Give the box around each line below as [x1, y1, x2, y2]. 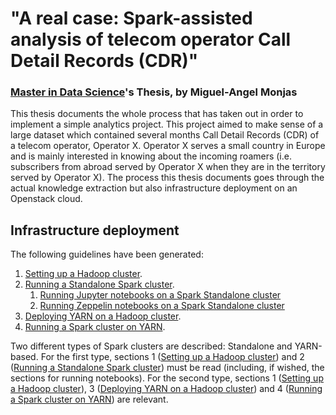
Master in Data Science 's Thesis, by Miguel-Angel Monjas [10, 85, 298, 99]
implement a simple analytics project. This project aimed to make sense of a [10, 118, 324, 131]
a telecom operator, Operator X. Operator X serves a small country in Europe [10, 140, 326, 152]
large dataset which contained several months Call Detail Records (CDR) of [10, 129, 320, 141]
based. [10, 351, 39, 363]
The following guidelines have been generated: [10, 248, 204, 261]
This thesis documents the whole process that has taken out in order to [10, 108, 304, 120]
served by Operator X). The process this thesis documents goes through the [10, 172, 325, 184]
